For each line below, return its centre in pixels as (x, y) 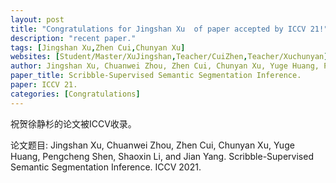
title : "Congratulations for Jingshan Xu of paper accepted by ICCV (158, 29)
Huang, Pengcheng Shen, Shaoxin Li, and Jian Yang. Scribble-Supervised (162, 156)
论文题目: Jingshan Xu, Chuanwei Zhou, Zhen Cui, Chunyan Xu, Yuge (152, 145)
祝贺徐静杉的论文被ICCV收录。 (73, 123)
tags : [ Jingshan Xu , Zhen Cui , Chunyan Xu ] (98, 47)
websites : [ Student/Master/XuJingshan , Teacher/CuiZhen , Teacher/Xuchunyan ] (169, 57)
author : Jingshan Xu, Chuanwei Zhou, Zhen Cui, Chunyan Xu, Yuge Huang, (165, 66)
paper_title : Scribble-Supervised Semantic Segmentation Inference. (156, 76)
